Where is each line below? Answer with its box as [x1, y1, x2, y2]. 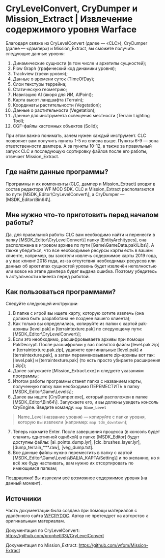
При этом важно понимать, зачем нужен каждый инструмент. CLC [5, 132, 146, 138]
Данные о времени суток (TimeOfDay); [12, 76, 95, 82]
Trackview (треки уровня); [12, 70, 68, 76]
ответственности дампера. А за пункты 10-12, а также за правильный [5, 143, 152, 149]
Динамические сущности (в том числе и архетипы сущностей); [12, 60, 147, 66]
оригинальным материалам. [5, 518, 65, 524]
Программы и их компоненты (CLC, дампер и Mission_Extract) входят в [5, 181, 156, 187]
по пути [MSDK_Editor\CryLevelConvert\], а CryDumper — [5, 191, 125, 197]
